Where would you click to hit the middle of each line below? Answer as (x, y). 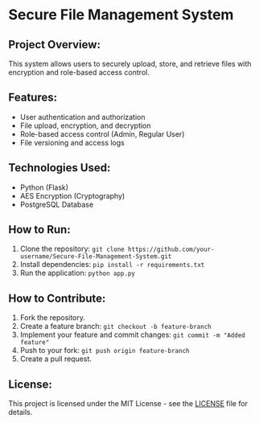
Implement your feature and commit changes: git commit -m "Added (132, 335)
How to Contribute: (57, 298)
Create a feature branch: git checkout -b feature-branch (115, 326)
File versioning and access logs (72, 142)
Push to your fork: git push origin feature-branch (105, 351)
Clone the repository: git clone (72, 249)
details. (21, 413)
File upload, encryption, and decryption (85, 125)
